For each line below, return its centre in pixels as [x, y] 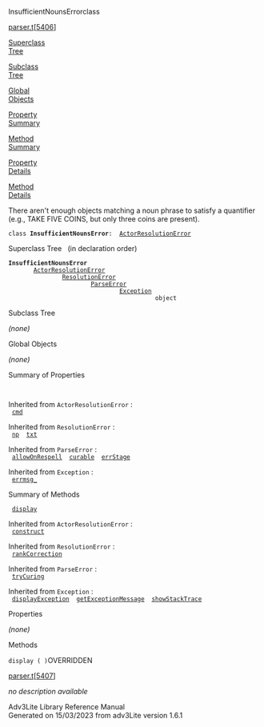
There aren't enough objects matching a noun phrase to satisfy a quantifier [132, 210]
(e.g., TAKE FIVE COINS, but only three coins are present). [104, 219]
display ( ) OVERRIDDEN [51, 660]
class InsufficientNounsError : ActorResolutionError [100, 234]
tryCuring [28, 577]
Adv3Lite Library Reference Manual [67, 707]
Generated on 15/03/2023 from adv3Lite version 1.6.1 [96, 715]
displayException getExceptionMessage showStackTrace [107, 599]
